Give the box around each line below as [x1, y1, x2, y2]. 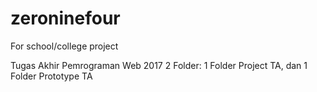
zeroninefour [10, 7, 121, 30]
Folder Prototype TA [10, 70, 93, 82]
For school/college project [10, 40, 119, 52]
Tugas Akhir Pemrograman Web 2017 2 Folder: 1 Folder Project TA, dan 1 [10, 59, 308, 71]
